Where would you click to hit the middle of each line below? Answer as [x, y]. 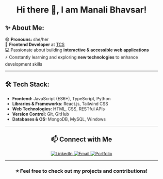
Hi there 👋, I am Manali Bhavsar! [81, 10]
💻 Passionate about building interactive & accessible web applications [77, 50]
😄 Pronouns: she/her [27, 39]
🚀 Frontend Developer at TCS [35, 45]
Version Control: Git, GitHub [41, 114]
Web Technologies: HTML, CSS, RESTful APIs [58, 109]
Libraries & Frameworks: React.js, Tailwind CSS [60, 104]
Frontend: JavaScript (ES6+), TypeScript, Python [61, 98]
